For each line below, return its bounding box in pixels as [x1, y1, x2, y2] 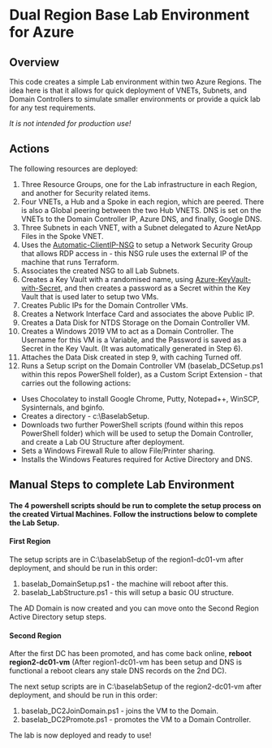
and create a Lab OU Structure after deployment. [20, 437, 185, 446]
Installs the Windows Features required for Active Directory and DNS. [20, 454, 253, 464]
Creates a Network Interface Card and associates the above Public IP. [20, 309, 255, 319]
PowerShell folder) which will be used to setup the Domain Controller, [20, 428, 254, 438]
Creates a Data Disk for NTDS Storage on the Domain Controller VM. [20, 317, 250, 327]
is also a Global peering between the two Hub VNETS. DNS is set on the [20, 205, 262, 215]
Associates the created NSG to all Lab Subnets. [20, 266, 179, 276]
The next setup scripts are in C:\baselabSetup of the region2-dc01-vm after [9, 681, 262, 692]
